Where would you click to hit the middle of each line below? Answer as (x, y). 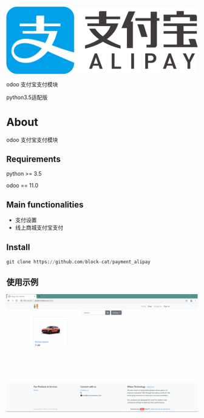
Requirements (33, 159)
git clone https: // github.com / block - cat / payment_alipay (78, 262)
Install (18, 247)
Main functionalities (45, 204)
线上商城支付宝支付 (39, 228)
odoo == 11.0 (22, 185)
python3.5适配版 (27, 97)
